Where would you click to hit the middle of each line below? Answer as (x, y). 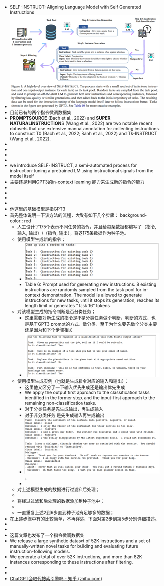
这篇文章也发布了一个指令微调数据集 (47, 535)
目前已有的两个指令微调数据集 (40, 112)
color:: (16, 221)
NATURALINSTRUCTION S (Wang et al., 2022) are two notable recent (81, 123)
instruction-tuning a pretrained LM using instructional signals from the (82, 171)
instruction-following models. (40, 551)
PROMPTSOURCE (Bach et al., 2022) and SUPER (60, 118)
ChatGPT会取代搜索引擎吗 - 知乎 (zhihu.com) (56, 578)
